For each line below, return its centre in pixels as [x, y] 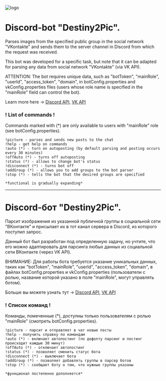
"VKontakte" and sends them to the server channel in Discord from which [80, 47]
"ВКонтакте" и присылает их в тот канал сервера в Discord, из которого [81, 227]
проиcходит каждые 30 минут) [35, 343]
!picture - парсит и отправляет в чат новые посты [58, 330]
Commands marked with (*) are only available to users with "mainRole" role [82, 126]
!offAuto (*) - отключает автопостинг [45, 348]
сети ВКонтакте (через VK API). [38, 252]
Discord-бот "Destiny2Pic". [63, 208]
